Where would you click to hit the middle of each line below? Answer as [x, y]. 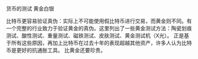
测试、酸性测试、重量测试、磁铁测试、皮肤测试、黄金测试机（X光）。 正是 [95, 36]
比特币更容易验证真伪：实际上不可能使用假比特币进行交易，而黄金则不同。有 [99, 21]
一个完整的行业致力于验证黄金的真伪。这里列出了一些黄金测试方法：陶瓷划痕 [99, 28]
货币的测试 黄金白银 [30, 8]
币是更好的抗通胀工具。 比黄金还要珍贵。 [56, 50]
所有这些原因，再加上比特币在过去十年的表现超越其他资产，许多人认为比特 [101, 43]
